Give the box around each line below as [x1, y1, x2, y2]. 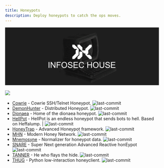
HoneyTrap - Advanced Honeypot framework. [12, 126, 104, 132]
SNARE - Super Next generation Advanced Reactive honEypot [12, 142, 137, 147]
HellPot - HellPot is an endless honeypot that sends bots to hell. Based [12, 115, 154, 122]
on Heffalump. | [12, 121, 44, 126]
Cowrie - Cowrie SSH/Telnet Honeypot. [12, 100, 91, 106]
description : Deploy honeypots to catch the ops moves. [5, 13, 121, 18]
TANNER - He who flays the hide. [12, 152, 79, 158]
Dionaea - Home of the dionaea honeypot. [12, 110, 97, 116]
